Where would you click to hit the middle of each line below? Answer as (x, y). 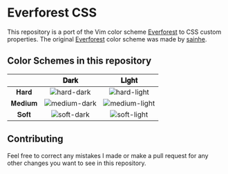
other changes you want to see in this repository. (77, 163)
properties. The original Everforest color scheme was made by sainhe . (107, 39)
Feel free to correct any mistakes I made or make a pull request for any (108, 155)
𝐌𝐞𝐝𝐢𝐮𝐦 (24, 103)
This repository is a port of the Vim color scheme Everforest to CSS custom (114, 32)
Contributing (35, 139)
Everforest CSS (52, 13)
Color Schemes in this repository (79, 61)
